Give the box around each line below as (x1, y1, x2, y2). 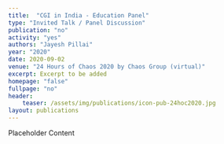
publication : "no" (8, 26, 68, 34)
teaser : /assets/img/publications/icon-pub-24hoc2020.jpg (22, 99, 216, 107)
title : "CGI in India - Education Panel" (8, 11, 149, 20)
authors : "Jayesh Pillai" (8, 41, 93, 49)
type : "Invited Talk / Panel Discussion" (8, 19, 146, 27)
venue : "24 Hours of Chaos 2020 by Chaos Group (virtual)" (8, 63, 206, 71)
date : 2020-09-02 (8, 56, 65, 64)
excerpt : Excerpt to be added (8, 70, 108, 78)
